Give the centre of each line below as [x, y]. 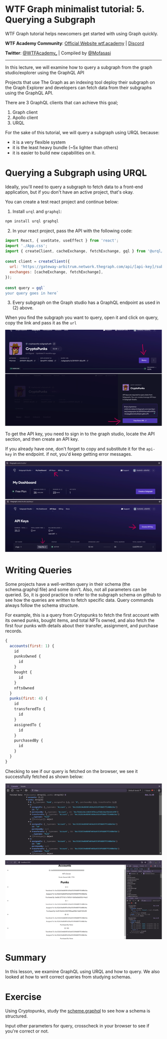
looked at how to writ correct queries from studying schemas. [68, 977]
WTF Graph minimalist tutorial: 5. [75, 9]
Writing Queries [39, 570]
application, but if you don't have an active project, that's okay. [70, 192]
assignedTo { [28, 725]
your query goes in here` [32, 293]
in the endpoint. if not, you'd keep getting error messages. [73, 454]
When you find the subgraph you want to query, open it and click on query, [82, 317]
